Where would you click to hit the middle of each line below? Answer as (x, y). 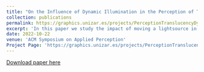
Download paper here (33, 62)
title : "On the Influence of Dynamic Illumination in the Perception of (100, 12)
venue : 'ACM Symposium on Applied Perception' (66, 40)
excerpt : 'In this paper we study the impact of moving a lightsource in (102, 28)
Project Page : (24, 46)
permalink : (20, 23)
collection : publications (39, 17)
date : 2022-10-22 (28, 34)
